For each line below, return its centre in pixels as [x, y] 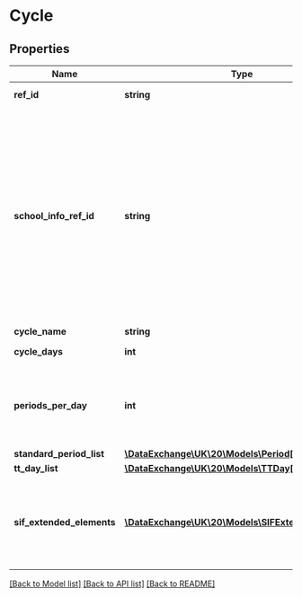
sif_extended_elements [65, 522]
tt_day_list [36, 468]
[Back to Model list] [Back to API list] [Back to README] [112, 584]
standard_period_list [59, 454]
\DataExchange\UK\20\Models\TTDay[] [211, 468]
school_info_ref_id [54, 216]
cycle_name [40, 331]
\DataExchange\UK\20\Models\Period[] [211, 454]
